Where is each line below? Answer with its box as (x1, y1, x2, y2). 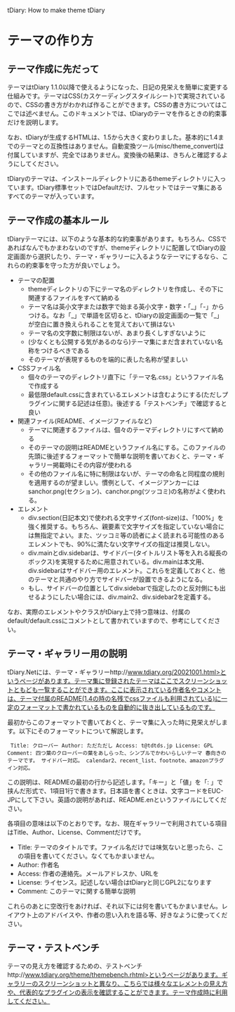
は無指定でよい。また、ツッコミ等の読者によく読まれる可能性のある (27, 531, 225, 539)
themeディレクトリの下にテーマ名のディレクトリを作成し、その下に (27, 284, 224, 293)
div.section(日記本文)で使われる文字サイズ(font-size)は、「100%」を (27, 513, 224, 521)
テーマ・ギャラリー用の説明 (7, 647, 128, 660)
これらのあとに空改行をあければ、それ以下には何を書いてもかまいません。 (7, 902, 222, 910)
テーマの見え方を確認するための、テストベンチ (7, 962, 142, 970)
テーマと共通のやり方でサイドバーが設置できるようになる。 (34, 575, 207, 583)
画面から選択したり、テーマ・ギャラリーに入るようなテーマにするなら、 (13, 252, 222, 260)
